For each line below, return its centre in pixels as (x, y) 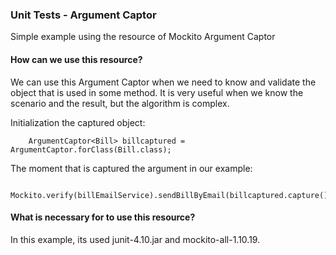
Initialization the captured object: (78, 122)
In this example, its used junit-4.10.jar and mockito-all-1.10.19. (135, 239)
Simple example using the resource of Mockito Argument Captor (143, 37)
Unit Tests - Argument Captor (83, 15)
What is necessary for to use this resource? (103, 217)
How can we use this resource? (76, 59)
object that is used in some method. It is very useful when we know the (157, 92)
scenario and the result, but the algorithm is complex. (120, 103)
